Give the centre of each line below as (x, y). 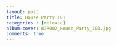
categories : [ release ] (36, 23)
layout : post (22, 12)
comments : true (25, 34)
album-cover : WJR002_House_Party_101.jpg (59, 28)
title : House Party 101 (36, 17)
